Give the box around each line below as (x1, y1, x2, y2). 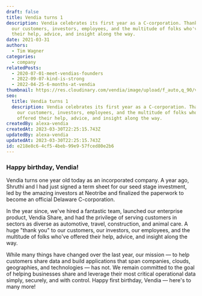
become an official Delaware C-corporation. (6, 196, 115, 203)
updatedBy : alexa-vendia (6, 132, 69, 138)
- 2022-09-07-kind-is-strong (11, 76, 85, 82)
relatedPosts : (6, 64, 42, 71)
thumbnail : (6, 87, 34, 93)
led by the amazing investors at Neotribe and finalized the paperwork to (6, 189, 185, 196)
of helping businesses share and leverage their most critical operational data (6, 270, 196, 277)
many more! (6, 283, 36, 290)
